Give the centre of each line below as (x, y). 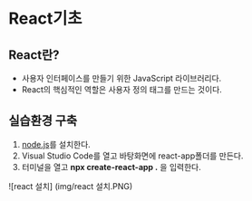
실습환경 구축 (43, 121)
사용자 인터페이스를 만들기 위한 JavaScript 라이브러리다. (121, 78)
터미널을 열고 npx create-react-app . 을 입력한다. (111, 167)
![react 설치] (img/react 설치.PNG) (71, 186)
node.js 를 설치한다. (56, 144)
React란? (34, 55)
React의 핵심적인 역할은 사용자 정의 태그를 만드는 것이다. (122, 90)
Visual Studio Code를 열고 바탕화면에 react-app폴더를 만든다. (132, 156)
